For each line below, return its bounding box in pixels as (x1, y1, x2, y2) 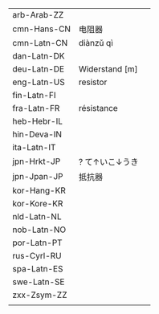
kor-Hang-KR (12, 185, 66, 196)
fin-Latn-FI (12, 90, 56, 100)
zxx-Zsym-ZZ (12, 289, 67, 300)
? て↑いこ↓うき (78, 157, 139, 167)
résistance (78, 103, 118, 113)
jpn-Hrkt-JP (12, 156, 61, 167)
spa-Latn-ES (12, 263, 63, 274)
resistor (78, 76, 108, 88)
